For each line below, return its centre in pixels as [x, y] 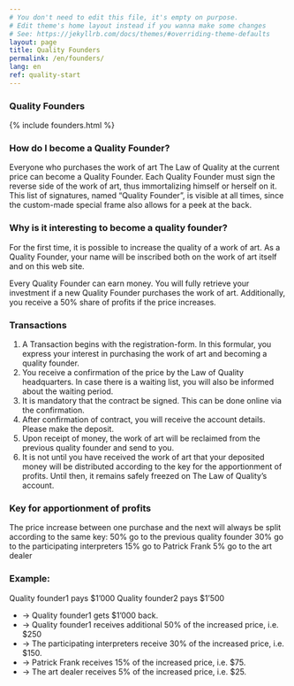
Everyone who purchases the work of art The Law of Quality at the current [144, 167]
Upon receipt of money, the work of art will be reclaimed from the [141, 438]
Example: [30, 579]
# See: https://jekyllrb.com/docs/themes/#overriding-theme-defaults [140, 34]
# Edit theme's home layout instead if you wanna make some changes [138, 26]
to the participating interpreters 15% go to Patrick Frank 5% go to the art [140, 546]
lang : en [25, 67]
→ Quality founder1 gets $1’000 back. [90, 615]
